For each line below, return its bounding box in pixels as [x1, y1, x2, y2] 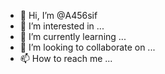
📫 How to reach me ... [19, 53, 113, 64]
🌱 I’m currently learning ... [19, 31, 127, 42]
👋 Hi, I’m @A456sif [19, 10, 98, 21]
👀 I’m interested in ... [19, 20, 105, 32]
